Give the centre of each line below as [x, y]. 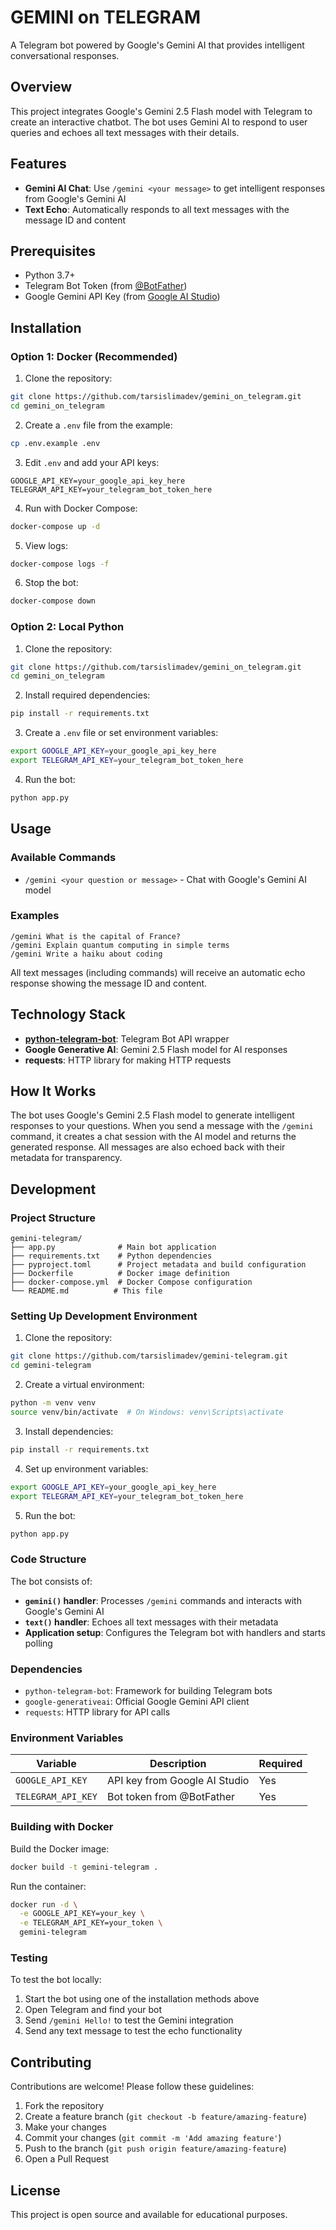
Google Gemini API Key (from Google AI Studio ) [122, 297]
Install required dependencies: [87, 695]
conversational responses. [65, 55]
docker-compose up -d [55, 526]
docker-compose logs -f [60, 564]
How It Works [53, 1091]
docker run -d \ [44, 1904]
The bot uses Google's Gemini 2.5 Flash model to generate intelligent [152, 1115]
